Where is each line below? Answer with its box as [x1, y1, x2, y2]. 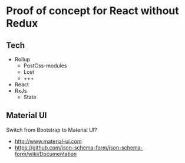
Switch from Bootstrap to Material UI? [6, 126, 97, 133]
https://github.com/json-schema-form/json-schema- [14, 144, 143, 151]
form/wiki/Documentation [14, 150, 77, 157]
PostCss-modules [23, 62, 67, 69]
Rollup [14, 56, 31, 63]
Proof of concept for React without [6, 4, 180, 18]
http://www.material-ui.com [14, 138, 82, 145]
